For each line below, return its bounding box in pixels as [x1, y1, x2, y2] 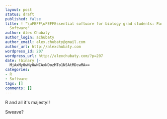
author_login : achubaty [5, 35, 55, 40]
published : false [5, 16, 41, 21]
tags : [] [5, 81, 23, 86]
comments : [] [5, 85, 32, 91]
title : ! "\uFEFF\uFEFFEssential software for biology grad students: [5, 21, 155, 26]
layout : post [5, 7, 32, 12]
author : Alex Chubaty [5, 30, 50, 35]
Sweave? [5, 109, 24, 115]
